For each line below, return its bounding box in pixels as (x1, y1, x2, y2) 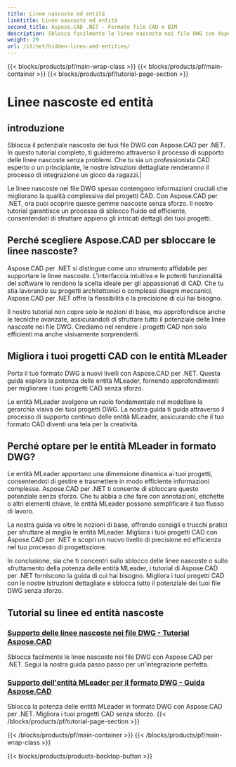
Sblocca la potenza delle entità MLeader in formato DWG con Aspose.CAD (7, 702, 223, 711)
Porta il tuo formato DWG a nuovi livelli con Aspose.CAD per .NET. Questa (7, 369, 221, 377)
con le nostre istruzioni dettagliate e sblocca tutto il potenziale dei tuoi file (7, 579, 221, 587)
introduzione (7, 122, 65, 134)
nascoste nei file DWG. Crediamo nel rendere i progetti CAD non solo (7, 322, 207, 331)
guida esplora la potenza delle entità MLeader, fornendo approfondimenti (7, 376, 219, 385)
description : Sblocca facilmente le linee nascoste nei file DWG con (7, 29, 216, 37)
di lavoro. (7, 507, 34, 516)
